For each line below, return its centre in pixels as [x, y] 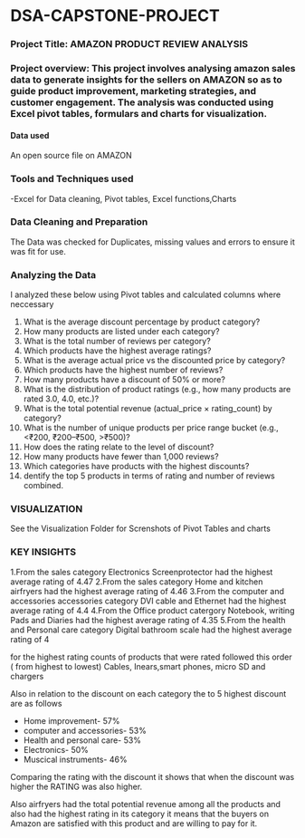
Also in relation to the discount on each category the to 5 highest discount [148, 693]
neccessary [32, 304]
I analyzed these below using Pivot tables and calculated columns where [146, 294]
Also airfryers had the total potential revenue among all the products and [146, 804]
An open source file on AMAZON [71, 156]
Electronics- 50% [56, 749]
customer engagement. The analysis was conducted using [142, 102]
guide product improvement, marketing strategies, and [133, 92]
